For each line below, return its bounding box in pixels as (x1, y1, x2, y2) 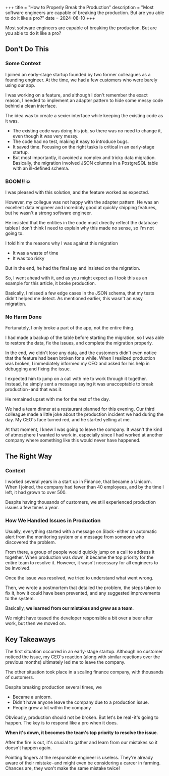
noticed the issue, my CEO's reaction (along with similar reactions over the (5, 654, 160, 660)
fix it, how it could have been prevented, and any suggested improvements (5, 590, 160, 596)
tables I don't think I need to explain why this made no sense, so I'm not (5, 225, 154, 231)
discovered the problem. (5, 539, 57, 545)
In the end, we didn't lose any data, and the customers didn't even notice (5, 350, 157, 356)
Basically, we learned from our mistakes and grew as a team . (5, 605, 134, 611)
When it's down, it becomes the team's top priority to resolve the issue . (5, 730, 158, 736)
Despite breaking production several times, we (5, 684, 102, 690)
